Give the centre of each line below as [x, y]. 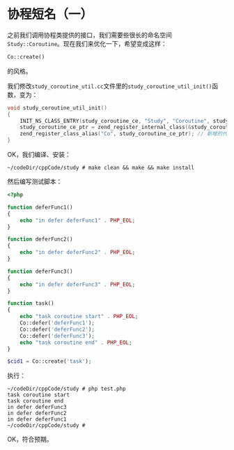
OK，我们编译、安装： [39, 155]
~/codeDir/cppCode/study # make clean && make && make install [101, 168]
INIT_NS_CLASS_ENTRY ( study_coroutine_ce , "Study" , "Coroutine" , [115, 121]
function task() [31, 303]
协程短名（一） [50, 14]
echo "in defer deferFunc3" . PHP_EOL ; [78, 284]
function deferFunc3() [40, 271]
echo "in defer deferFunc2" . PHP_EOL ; [78, 253]
